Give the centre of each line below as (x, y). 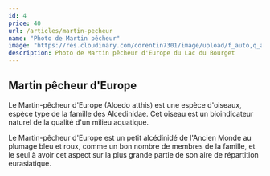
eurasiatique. (30, 163)
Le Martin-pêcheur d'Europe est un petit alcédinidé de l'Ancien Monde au (130, 137)
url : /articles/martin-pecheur (61, 31)
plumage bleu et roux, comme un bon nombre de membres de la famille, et (132, 146)
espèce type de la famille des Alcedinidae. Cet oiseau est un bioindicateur (131, 113)
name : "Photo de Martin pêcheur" (64, 38)
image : (19, 46)
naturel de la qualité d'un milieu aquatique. (79, 122)
